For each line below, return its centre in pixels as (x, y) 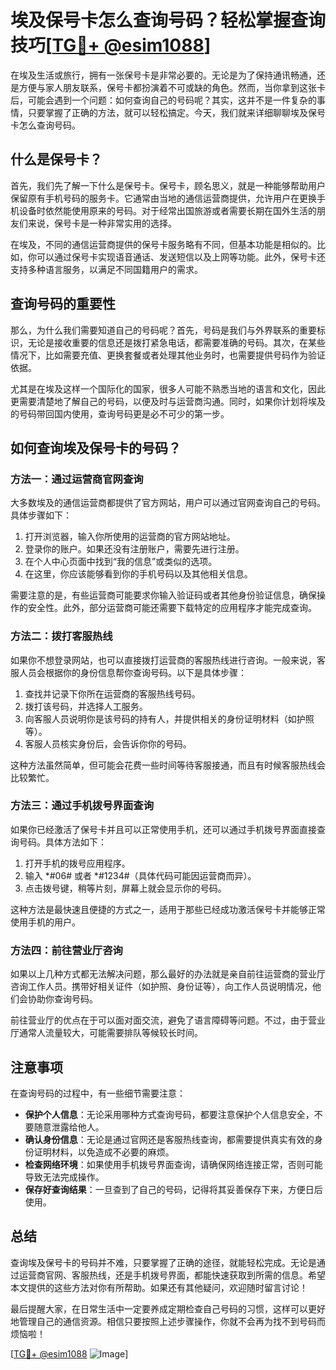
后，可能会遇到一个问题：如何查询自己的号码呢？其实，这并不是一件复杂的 (163, 100)
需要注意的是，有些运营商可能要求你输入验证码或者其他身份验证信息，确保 (163, 595)
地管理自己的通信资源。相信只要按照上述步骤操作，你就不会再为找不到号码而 (168, 1321)
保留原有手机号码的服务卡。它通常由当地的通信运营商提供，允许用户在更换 (163, 198)
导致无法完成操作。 (64, 1177)
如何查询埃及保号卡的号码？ (96, 447)
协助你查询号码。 (62, 999)
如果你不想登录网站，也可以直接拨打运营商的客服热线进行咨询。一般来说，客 (168, 660)
